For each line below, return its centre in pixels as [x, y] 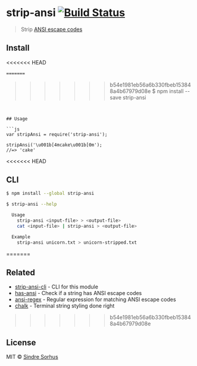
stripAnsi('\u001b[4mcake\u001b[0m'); [54, 145]
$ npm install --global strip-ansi [50, 194]
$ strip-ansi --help [32, 204]
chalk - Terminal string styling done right [65, 306]
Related [21, 272]
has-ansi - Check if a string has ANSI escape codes [78, 293]
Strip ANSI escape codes [51, 29]
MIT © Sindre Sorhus [32, 357]
